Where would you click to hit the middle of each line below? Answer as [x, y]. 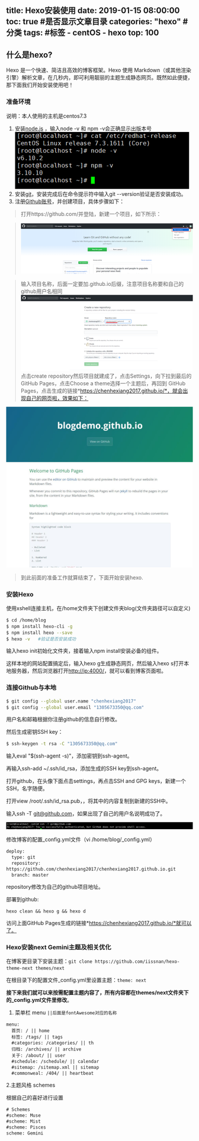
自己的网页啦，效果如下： [57, 398]
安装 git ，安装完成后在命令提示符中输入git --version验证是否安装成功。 [100, 194]
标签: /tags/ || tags [37, 1037]
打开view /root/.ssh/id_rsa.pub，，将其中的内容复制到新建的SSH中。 [89, 801]
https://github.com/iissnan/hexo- [137, 962]
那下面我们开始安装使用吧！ [40, 85]
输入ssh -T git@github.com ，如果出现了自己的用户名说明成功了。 [86, 814]
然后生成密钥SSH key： [35, 732]
